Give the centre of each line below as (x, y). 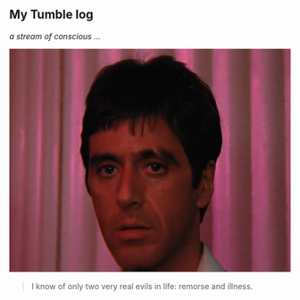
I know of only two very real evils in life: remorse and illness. (142, 287)
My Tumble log (51, 15)
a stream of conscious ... (55, 36)
